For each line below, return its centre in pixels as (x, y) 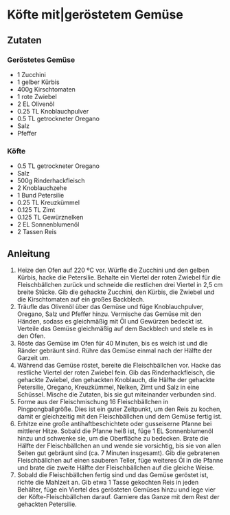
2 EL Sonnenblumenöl (48, 224)
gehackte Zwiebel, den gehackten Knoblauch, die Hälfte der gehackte (116, 379)
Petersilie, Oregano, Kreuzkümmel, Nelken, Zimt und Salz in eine (108, 387)
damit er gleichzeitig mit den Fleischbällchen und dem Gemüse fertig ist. (119, 416)
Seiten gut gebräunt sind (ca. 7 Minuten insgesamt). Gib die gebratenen (118, 453)
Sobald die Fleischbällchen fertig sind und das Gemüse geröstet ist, (113, 474)
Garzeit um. (33, 357)
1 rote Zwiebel (37, 96)
